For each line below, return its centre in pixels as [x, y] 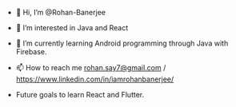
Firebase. [31, 52]
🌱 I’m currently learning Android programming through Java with [122, 43]
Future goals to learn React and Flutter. [80, 95]
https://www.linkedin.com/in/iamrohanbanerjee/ [95, 79]
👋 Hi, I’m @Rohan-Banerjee [61, 12]
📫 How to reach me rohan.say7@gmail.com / [91, 67]
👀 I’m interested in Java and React [72, 28]
